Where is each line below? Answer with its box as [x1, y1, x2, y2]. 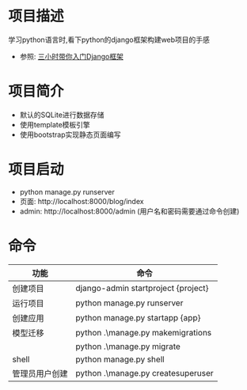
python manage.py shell [75, 354, 165, 365]
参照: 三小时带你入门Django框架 [19, 51, 124, 61]
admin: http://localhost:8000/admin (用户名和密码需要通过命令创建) [19, 206, 240, 216]
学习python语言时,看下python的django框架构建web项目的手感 [8, 35, 210, 44]
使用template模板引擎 [19, 119, 91, 129]
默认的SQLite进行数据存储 [19, 110, 104, 119]
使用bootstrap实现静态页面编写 [19, 130, 121, 139]
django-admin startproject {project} [75, 282, 209, 293]
